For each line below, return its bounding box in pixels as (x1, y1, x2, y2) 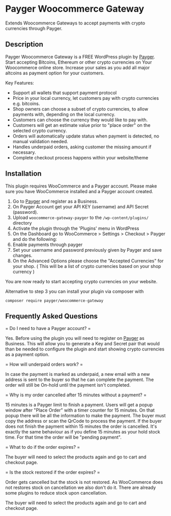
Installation (5, 169, 42, 178)
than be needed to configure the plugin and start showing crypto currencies (5, 346, 164, 352)
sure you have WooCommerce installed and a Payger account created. (5, 188, 154, 194)
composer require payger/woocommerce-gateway (5, 298, 103, 303)
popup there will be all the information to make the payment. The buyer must (5, 413, 166, 419)
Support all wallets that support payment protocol (12, 90, 117, 96)
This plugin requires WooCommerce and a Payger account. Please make (5, 183, 157, 189)
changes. (12, 252, 33, 258)
